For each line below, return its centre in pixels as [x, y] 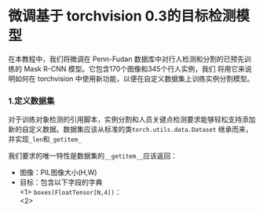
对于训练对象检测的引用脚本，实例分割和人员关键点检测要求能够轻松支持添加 [132, 119]
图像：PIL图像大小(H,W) [58, 173]
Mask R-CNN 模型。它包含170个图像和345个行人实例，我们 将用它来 [134, 68]
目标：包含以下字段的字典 [61, 182]
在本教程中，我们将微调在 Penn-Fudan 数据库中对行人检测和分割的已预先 [126, 59]
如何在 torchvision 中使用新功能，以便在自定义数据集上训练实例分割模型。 [134, 79]
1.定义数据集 [31, 101]
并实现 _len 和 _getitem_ [45, 139]
